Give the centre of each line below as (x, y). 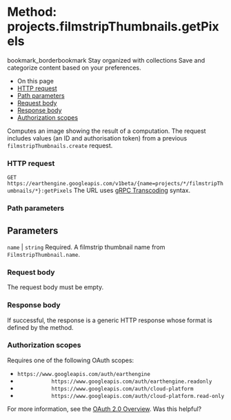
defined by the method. (40, 327)
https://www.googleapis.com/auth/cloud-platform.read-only (138, 396)
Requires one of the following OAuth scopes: (71, 360)
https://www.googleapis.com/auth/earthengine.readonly (132, 381)
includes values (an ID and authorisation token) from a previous (97, 138)
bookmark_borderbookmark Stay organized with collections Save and (106, 60)
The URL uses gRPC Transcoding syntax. (132, 191)
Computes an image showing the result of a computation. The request (107, 131)
